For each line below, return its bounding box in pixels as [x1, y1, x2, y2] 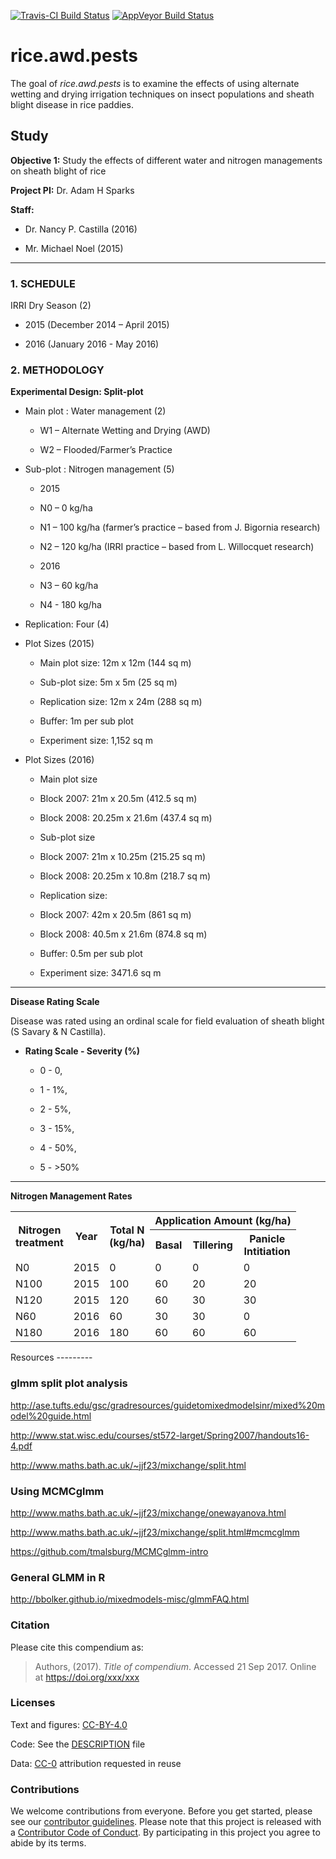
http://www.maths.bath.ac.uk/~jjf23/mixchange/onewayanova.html [10, 1506, 287, 1519]
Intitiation [243, 1245, 291, 1259]
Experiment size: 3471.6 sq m [39, 967, 162, 979]
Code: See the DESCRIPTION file [10, 1738, 146, 1750]
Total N [109, 1223, 145, 1237]
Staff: [10, 203, 35, 215]
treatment [15, 1235, 64, 1249]
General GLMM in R [10, 1570, 106, 1584]
